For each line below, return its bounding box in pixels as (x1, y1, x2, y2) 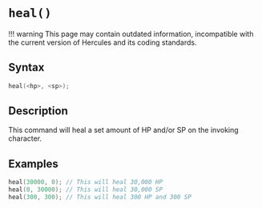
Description (8, 104, 68, 118)
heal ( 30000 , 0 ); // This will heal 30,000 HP (8, 178, 163, 186)
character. (8, 134, 42, 143)
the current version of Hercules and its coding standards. (8, 38, 197, 47)
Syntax (8, 61, 45, 74)
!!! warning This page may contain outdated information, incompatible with (8, 29, 254, 38)
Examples (8, 157, 58, 170)
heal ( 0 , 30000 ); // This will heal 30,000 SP (8, 186, 163, 194)
